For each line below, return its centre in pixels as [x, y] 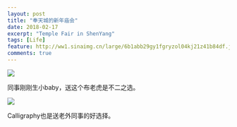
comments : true [30, 54]
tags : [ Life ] [26, 40]
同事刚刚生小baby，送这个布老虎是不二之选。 [73, 87]
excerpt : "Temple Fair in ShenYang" [61, 34]
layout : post [26, 14]
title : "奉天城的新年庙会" [43, 20]
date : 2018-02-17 [33, 27]
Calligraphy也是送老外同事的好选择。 [61, 115]
